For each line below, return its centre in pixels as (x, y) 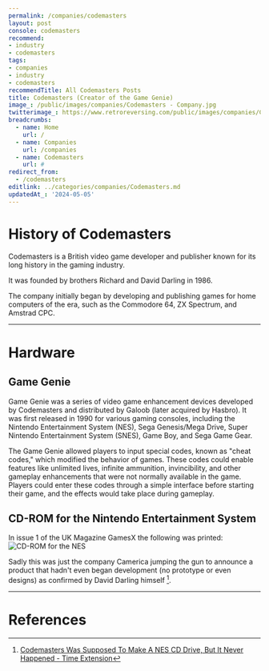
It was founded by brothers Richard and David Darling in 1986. (110, 280)
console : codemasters (44, 30)
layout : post (30, 23)
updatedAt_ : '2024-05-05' (51, 194)
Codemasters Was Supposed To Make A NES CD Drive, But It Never (132, 649)
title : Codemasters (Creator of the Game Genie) (91, 98)
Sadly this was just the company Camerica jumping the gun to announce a (131, 562)
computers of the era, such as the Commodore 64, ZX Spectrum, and (123, 304)
